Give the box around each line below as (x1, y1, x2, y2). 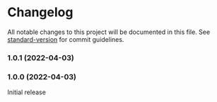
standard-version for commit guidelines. (7, 35, 124, 43)
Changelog (7, 4, 74, 21)
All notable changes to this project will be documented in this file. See (7, 28, 211, 36)
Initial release (7, 88, 46, 96)
